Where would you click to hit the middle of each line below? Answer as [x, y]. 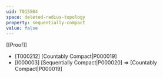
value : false [22, 28]
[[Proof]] [17, 45]
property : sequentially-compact [46, 22]
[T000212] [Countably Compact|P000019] [66, 56]
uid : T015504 [22, 12]
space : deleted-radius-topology [46, 17]
